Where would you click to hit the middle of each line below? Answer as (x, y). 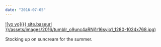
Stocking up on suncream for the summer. (49, 39)
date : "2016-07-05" (26, 10)
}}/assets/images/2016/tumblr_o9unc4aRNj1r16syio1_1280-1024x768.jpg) (80, 29)
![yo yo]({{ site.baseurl (28, 24)
